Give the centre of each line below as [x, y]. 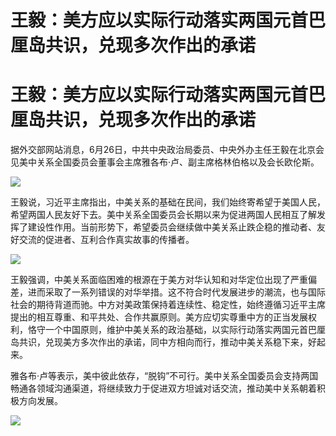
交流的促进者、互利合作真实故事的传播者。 [106, 240]
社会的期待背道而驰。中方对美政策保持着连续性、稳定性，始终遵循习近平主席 [168, 305]
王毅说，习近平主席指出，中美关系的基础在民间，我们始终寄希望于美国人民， [168, 202]
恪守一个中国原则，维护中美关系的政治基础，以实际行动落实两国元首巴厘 [176, 330]
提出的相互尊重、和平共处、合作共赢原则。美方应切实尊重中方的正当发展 [159, 317]
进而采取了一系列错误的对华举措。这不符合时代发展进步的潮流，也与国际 [176, 292]
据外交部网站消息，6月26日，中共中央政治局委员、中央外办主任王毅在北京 [163, 150]
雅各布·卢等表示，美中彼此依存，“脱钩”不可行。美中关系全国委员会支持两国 [164, 376]
